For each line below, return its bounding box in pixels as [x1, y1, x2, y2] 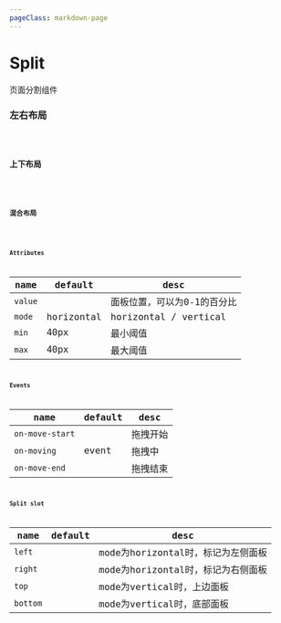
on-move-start [14, 428, 76, 438]
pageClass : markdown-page [9, 13, 108, 23]
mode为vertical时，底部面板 [99, 598, 230, 610]
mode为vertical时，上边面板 [99, 581, 230, 594]
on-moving [14, 445, 57, 456]
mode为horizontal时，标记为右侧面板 [99, 564, 267, 576]
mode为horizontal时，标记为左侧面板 [99, 547, 267, 559]
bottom [14, 598, 43, 608]
